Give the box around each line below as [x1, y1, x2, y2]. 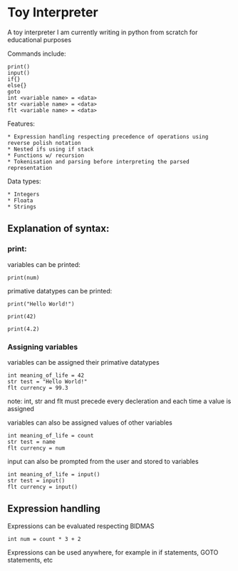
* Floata [7, 197, 33, 204]
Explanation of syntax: [7, 223, 110, 235]
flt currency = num [7, 444, 66, 452]
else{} [7, 81, 27, 89]
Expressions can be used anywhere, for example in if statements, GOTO [7, 547, 219, 557]
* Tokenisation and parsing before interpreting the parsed [7, 158, 190, 165]
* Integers [7, 191, 40, 198]
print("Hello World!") [7, 300, 75, 308]
